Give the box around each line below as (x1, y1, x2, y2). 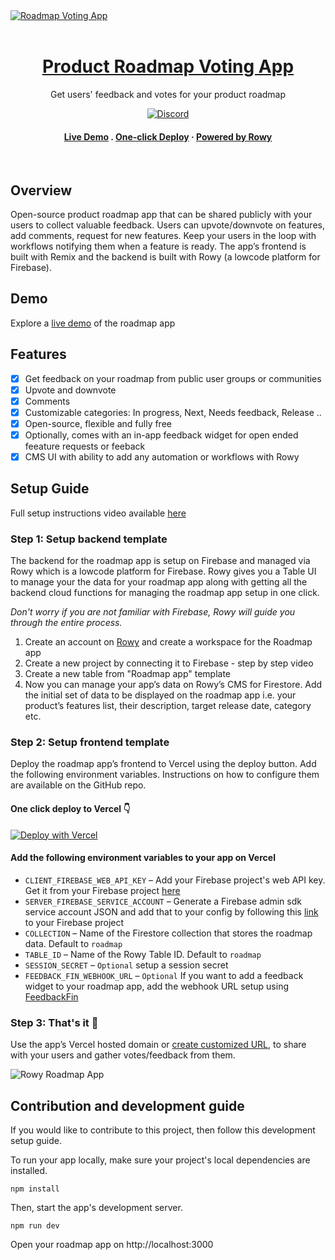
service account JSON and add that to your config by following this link (24, 905, 319, 918)
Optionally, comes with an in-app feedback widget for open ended (24, 429, 299, 441)
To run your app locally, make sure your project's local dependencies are (10, 1154, 311, 1166)
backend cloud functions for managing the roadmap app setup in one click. (10, 587, 320, 599)
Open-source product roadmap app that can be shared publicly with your (10, 208, 313, 220)
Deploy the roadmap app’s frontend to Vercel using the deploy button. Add (10, 758, 317, 770)
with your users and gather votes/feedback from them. (10, 1049, 236, 1061)
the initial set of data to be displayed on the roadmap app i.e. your (24, 689, 297, 701)
